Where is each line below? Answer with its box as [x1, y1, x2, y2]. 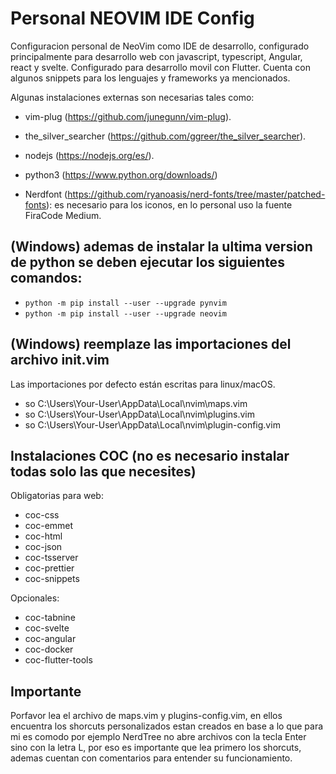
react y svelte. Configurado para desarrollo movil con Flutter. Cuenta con [10, 61, 311, 73]
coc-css [24, 509, 60, 521]
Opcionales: [10, 592, 60, 604]
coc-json [24, 541, 63, 553]
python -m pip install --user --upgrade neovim [24, 308, 227, 319]
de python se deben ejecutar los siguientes [10, 254, 285, 271]
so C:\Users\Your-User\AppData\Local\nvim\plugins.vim [24, 408, 256, 420]
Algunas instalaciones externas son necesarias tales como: [10, 91, 255, 103]
